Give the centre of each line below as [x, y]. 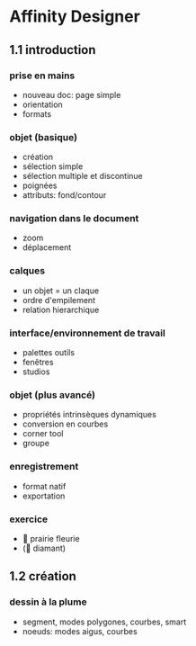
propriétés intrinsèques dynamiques [89, 415]
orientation [42, 104]
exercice [29, 519]
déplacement [47, 247]
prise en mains [42, 76]
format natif [44, 486]
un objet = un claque [61, 291]
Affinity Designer [75, 17]
